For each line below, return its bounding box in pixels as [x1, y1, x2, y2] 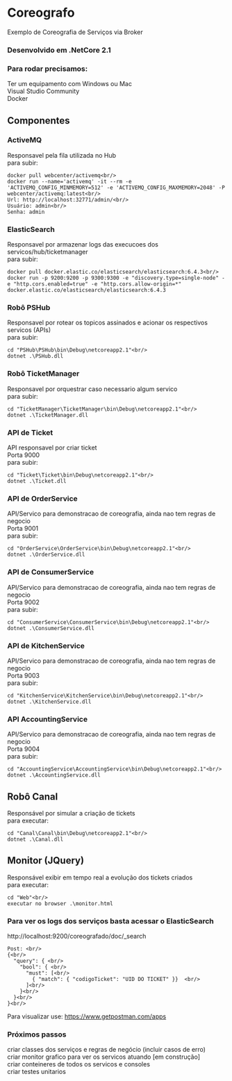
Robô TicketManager [7, 369, 80, 379]
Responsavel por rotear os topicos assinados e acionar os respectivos [7, 318, 208, 327]
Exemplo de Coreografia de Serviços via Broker [7, 28, 144, 36]
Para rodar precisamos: [7, 64, 88, 74]
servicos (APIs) [7, 326, 51, 334]
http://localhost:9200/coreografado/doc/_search [7, 932, 147, 941]
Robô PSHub [7, 303, 51, 313]
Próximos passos [7, 1030, 67, 1039]
